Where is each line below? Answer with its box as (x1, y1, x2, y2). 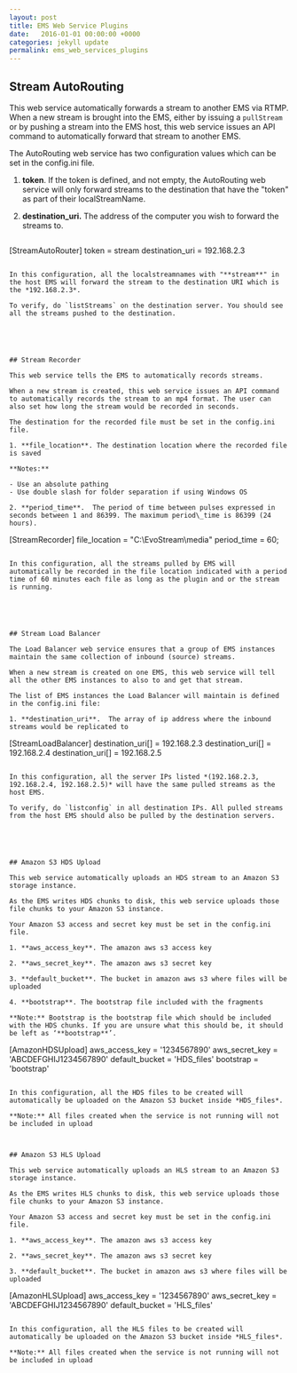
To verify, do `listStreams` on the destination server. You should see (9, 301, 284, 310)
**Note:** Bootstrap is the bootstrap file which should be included (9, 1013, 272, 1022)
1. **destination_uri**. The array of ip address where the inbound (9, 714, 272, 724)
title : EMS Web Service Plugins (9, 21, 129, 30)
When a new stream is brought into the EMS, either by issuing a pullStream (9, 112, 283, 123)
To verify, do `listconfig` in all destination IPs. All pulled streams (9, 803, 284, 813)
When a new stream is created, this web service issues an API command (9, 386, 279, 395)
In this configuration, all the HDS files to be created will (9, 1088, 244, 1097)
